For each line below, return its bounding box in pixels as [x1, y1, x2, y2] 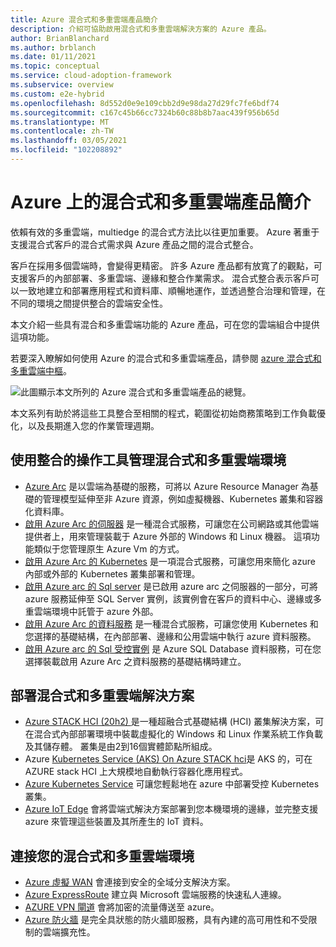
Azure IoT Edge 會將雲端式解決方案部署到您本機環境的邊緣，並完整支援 [24, 803, 319, 815]
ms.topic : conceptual [10, 61, 101, 71]
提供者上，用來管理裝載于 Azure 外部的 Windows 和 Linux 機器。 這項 [24, 530, 312, 542]
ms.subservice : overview [10, 80, 114, 90]
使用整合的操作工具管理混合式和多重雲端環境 [10, 452, 287, 469]
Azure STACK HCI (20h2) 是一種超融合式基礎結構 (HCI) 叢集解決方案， [24, 716, 316, 728]
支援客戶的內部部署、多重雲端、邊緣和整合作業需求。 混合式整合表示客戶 [10, 272, 311, 284]
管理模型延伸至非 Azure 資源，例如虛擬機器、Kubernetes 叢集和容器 [42, 492, 324, 505]
